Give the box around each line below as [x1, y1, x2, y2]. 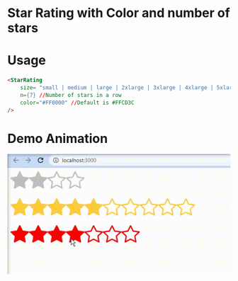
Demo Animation [7, 130, 108, 147]
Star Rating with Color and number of [7, 5, 230, 21]
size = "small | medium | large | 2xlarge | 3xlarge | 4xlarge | [20, 84, 214, 91]
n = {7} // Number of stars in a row [20, 91, 122, 98]
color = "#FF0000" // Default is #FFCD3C [20, 99, 135, 106]
